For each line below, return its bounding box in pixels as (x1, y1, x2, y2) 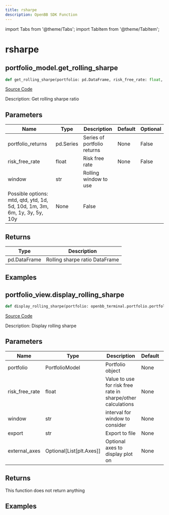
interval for (105, 408, 131, 416)
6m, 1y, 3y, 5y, (8, 209, 44, 216)
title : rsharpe (5, 7, 37, 13)
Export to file (105, 430, 136, 437)
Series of (82, 134, 105, 141)
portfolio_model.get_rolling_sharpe (5, 64, 118, 72)
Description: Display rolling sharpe (5, 323, 77, 329)
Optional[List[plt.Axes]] (45, 447, 101, 454)
